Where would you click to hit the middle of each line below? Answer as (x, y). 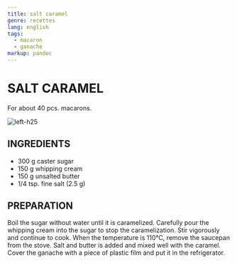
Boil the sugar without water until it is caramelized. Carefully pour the (108, 223)
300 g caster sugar (46, 161)
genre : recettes (31, 21)
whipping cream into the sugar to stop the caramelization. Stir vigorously (114, 230)
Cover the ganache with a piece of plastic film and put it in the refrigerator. (116, 253)
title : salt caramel (38, 14)
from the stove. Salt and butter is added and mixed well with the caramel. (114, 246)
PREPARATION (40, 206)
